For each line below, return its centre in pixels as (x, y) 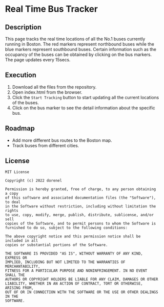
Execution (21, 75)
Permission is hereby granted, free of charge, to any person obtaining (81, 189)
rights (12, 211)
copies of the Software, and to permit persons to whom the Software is (81, 224)
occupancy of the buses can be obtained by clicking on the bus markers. (79, 54)
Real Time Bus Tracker (51, 9)
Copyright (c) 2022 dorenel (34, 181)
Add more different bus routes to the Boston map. (62, 140)
